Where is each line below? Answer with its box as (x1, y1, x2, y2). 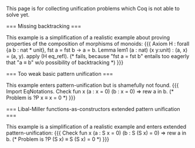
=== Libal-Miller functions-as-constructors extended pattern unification (6, 106, 180, 112)
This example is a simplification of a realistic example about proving (6, 34, 170, 41)
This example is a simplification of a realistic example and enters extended (6, 123, 187, 130)
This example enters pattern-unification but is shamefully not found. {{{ (6, 82, 179, 89)
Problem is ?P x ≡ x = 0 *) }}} (6, 94, 76, 101)
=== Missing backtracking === (6, 23, 82, 29)
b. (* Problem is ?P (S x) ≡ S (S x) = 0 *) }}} (6, 136, 110, 143)
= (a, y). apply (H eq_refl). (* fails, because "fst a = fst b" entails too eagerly (6, 53, 190, 59)
